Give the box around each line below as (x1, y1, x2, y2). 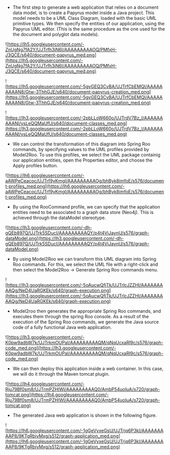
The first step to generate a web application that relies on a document (12, 5, 159, 10)
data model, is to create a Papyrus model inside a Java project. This (12, 10, 155, 16)
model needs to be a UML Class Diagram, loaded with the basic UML (12, 15, 157, 21)
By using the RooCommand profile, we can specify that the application (12, 204, 160, 210)
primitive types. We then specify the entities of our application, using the (12, 20, 165, 26)
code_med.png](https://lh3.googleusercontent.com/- (5, 345, 116, 351)
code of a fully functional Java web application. (12, 324, 112, 330)
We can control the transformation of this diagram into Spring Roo (12, 141, 151, 147)
